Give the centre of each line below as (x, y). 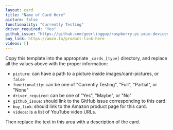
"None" (21, 90)
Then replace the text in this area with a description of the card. (73, 122)
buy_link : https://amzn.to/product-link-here (55, 39)
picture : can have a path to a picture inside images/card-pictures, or (86, 73)
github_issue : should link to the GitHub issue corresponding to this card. (90, 101)
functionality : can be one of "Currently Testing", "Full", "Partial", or (85, 84)
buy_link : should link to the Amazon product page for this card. (80, 106)
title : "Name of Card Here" (36, 15)
